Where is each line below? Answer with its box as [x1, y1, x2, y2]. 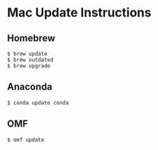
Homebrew [7, 32, 56, 44]
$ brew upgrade [7, 63, 51, 69]
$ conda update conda [7, 99, 69, 106]
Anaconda [7, 81, 53, 93]
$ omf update [7, 136, 45, 143]
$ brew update [7, 50, 48, 57]
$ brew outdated [7, 56, 54, 63]
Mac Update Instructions [7, 5, 152, 21]
